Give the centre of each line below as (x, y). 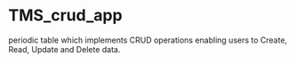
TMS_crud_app (65, 16)
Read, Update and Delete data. (64, 49)
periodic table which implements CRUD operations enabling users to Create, (148, 40)
